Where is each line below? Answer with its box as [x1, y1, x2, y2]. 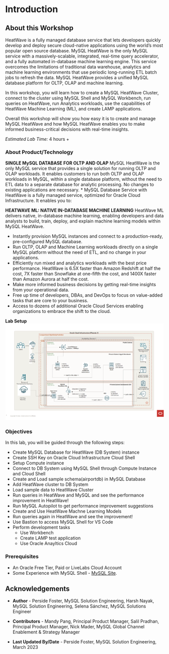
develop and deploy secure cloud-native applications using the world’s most [5, 42, 163, 48]
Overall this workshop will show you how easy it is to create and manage [5, 116, 156, 122]
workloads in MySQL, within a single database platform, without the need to [5, 176, 162, 182]
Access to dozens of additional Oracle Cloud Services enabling [12, 303, 143, 309]
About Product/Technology [5, 148, 74, 155]
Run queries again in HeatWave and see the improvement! [12, 514, 133, 520]
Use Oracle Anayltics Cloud [20, 540, 77, 547]
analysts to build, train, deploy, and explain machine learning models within [5, 218, 161, 224]
